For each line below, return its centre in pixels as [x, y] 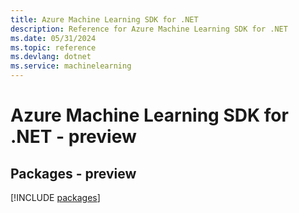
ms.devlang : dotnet [51, 57]
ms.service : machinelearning [71, 66]
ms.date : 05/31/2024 [53, 38]
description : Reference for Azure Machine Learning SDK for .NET [149, 29]
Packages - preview [73, 173]
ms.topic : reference [53, 47]
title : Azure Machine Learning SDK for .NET [104, 19]
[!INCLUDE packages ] [55, 197]
